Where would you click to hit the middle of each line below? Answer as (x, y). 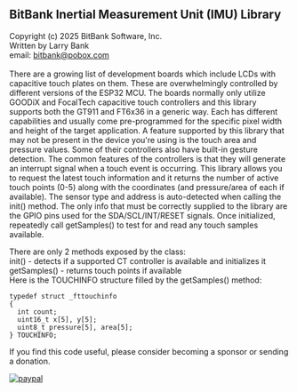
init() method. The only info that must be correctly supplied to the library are (148, 206)
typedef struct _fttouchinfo (63, 296)
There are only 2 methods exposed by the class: (98, 252)
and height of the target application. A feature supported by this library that (147, 130)
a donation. (30, 361)
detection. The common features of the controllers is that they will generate (148, 158)
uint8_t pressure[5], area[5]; (75, 327)
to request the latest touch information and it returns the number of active (144, 178)
